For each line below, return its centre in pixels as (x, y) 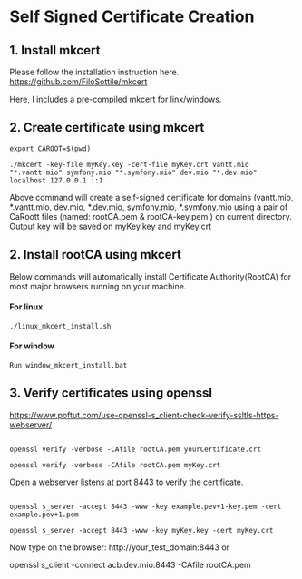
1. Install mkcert (55, 50)
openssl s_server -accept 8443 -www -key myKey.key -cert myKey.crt (141, 530)
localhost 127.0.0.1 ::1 (56, 180)
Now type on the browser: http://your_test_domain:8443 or (119, 547)
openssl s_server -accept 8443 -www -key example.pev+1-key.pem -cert (146, 506)
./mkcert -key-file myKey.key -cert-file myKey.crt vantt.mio (129, 164)
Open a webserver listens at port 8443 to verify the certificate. (127, 482)
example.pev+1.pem (44, 515)
